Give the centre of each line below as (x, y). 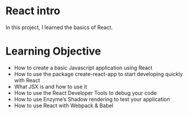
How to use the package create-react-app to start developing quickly (98, 74)
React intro (33, 11)
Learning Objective (53, 51)
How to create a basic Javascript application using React (83, 68)
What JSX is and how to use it (50, 87)
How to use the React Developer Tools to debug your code (85, 92)
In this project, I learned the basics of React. (59, 27)
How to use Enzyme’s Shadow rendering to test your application (92, 99)
